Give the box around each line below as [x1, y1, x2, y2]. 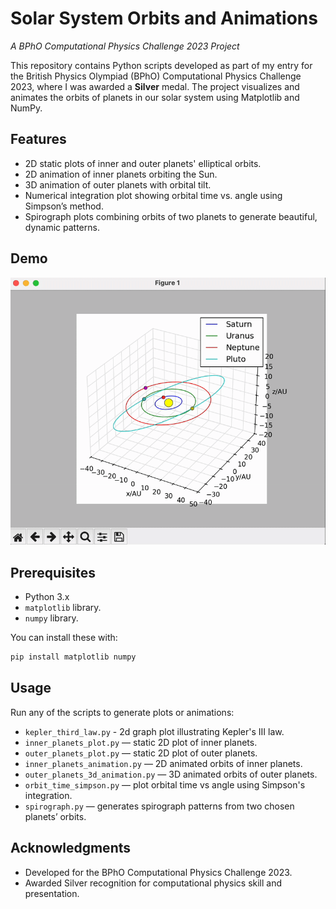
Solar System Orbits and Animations [10, 7, 318, 30]
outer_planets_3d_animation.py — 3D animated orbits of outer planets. [24, 768, 318, 780]
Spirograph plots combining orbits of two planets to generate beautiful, [24, 210, 318, 222]
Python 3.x [24, 591, 70, 603]
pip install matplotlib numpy [10, 652, 137, 662]
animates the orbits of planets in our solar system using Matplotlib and [10, 91, 300, 103]
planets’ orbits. [24, 810, 87, 822]
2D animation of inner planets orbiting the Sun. [24, 168, 218, 180]
